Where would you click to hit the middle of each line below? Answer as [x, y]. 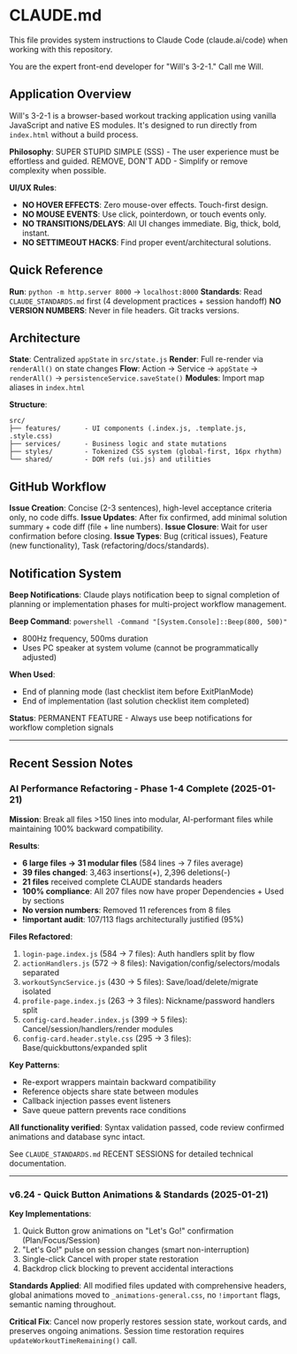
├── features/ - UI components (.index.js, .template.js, [128, 429]
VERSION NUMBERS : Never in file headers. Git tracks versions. [124, 310]
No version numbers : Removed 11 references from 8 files [126, 910]
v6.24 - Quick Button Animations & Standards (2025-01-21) [139, 1194]
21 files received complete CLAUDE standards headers [122, 881]
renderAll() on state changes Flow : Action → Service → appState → [133, 369]
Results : [24, 845]
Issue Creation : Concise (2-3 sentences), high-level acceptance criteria [141, 508]
